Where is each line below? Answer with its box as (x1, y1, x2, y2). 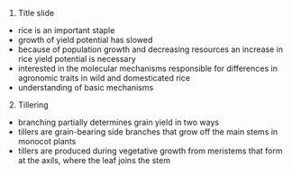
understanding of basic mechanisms (17, 83, 154, 92)
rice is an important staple (17, 25, 115, 35)
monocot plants (17, 136, 77, 146)
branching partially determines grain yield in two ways (17, 117, 219, 127)
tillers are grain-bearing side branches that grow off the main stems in (17, 126, 278, 137)
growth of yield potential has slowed (17, 35, 153, 45)
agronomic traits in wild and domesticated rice (17, 73, 191, 83)
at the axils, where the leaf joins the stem (17, 155, 171, 165)
